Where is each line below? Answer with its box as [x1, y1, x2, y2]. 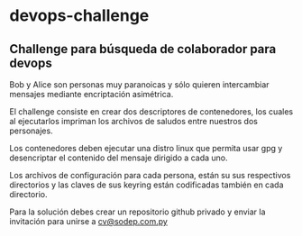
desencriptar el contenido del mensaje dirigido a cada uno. [9, 152, 228, 163]
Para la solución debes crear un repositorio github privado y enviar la [9, 206, 266, 217]
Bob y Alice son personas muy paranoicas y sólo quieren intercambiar [9, 79, 270, 90]
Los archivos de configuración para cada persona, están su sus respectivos [9, 170, 291, 180]
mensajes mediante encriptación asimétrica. [9, 89, 174, 99]
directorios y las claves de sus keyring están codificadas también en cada [9, 179, 284, 190]
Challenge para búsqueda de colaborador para [9, 41, 277, 57]
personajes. [9, 125, 53, 136]
